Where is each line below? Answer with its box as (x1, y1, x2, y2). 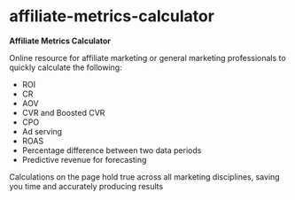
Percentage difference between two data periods (21, 144, 202, 156)
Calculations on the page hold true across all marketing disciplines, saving (9, 171, 281, 182)
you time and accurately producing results (9, 181, 164, 191)
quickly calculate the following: (9, 62, 122, 73)
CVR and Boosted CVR (21, 107, 105, 118)
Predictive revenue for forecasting (21, 154, 147, 165)
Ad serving (21, 126, 63, 136)
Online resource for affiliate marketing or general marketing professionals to (9, 52, 286, 63)
